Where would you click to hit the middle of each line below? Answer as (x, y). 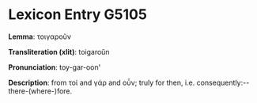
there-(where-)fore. (40, 91)
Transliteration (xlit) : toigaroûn (59, 51)
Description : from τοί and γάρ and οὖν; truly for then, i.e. (102, 82)
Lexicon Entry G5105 (78, 15)
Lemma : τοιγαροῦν (40, 36)
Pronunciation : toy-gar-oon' (55, 67)
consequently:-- (223, 82)
